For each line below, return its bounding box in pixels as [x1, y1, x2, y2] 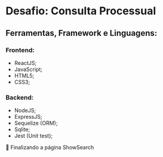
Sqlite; [14, 126, 30, 133]
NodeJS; [14, 107, 36, 114]
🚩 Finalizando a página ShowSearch [5, 144, 94, 151]
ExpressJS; [14, 113, 42, 121]
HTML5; [14, 72, 35, 79]
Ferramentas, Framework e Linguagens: [5, 28, 158, 38]
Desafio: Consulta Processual [5, 4, 156, 18]
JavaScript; [14, 66, 43, 73]
